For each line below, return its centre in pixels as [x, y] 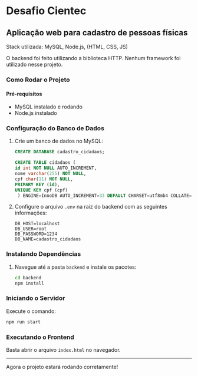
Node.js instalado [36, 113]
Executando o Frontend [40, 337]
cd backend [28, 278]
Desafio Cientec [46, 11]
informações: [31, 213]
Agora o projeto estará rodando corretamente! [62, 367]
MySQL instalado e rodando [48, 107]
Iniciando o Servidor [36, 298]
